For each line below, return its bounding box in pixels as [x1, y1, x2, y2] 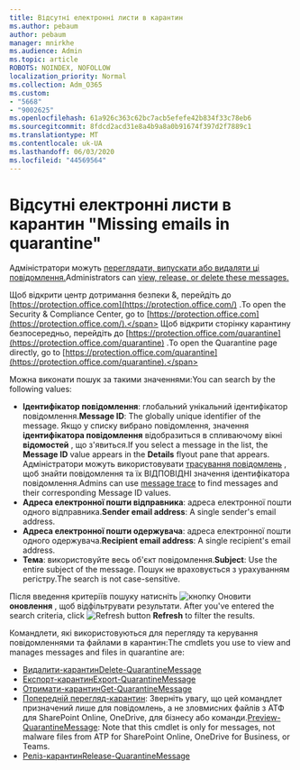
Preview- [247, 712, 281, 723]
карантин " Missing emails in [9, 214, 230, 234]
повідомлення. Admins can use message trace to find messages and [22, 478, 278, 489]
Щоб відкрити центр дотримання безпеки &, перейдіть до [9, 289, 232, 300]
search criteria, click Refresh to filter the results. [9, 610, 255, 621]
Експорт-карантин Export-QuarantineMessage [22, 674, 196, 685]
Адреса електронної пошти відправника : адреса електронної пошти [22, 497, 292, 508]
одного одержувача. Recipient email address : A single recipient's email [22, 536, 291, 546]
